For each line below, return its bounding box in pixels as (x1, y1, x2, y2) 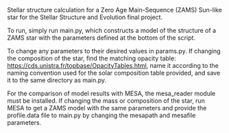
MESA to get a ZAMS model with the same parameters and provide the (7, 104, 207, 112)
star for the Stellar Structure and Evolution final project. (7, 13, 163, 21)
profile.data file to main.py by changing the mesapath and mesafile (7, 111, 196, 119)
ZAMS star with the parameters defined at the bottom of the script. (7, 34, 196, 42)
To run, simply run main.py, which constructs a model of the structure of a (7, 27, 217, 34)
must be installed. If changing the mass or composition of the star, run (7, 97, 206, 105)
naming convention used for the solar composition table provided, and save (7, 69, 221, 77)
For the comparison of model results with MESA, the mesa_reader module (7, 89, 216, 97)
